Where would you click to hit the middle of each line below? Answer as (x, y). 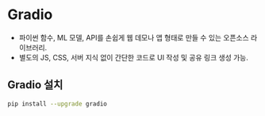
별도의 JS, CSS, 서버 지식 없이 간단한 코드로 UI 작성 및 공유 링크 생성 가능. (134, 57)
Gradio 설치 (35, 85)
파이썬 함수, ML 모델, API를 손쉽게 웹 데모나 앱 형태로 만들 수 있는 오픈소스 (134, 37)
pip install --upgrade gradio (58, 104)
